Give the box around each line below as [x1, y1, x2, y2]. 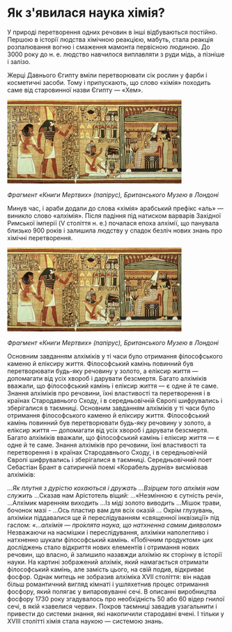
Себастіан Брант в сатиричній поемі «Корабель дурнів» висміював [7, 463, 208, 471]
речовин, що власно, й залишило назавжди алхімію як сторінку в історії [7, 551, 222, 559]
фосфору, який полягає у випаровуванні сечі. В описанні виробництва [7, 587, 217, 596]
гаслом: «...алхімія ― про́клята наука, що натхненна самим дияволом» [7, 521, 222, 530]
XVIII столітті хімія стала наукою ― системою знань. [7, 617, 164, 626]
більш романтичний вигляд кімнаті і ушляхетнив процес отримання [7, 580, 209, 589]
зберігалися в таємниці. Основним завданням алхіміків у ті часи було [7, 404, 216, 412]
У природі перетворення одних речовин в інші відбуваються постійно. [7, 28, 217, 36]
